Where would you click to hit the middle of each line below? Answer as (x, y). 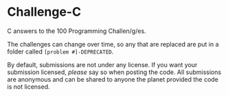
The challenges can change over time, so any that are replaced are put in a (113, 44)
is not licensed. (28, 86)
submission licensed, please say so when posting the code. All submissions (114, 72)
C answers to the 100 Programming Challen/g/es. (77, 31)
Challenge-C (44, 12)
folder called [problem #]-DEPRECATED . (60, 51)
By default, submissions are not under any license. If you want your (102, 64)
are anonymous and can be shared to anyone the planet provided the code (113, 79)
